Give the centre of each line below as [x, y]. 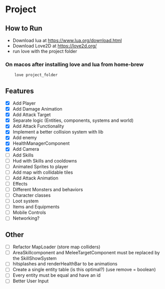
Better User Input [31, 281]
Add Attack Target [31, 115]
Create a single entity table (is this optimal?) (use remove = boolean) [84, 270]
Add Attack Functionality [38, 126]
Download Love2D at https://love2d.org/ [55, 46]
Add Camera [26, 149]
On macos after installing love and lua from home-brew [74, 64]
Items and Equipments [36, 207]
